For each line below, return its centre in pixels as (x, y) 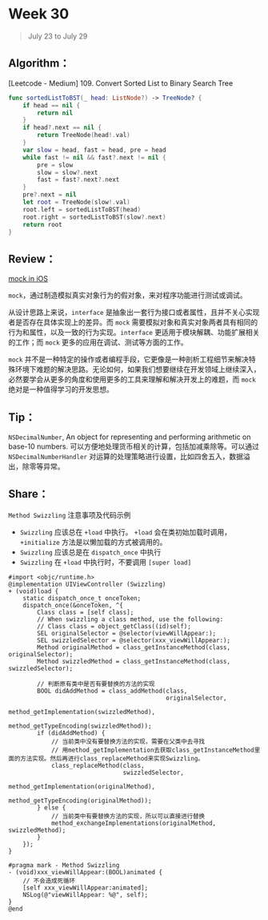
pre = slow (55, 165)
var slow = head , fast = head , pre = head (94, 150)
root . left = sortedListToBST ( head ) (82, 209)
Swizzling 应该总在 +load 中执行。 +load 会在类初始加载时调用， (126, 532)
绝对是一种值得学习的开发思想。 (61, 389)
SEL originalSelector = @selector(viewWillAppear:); (127, 633)
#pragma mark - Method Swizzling (64, 865)
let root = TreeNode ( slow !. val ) (76, 202)
